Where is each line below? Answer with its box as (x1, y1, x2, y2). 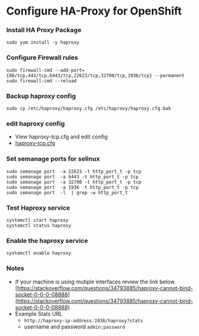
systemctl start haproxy (6, 217, 69, 223)
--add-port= (54, 67, 85, 73)
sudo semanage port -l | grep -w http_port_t (6, 189, 128, 196)
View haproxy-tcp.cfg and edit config (14, 133, 108, 140)
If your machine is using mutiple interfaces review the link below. (14, 278, 176, 285)
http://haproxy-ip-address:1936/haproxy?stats (24, 317, 144, 324)
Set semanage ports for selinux (6, 155, 100, 163)
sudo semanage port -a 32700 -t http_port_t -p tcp (6, 179, 142, 185)
